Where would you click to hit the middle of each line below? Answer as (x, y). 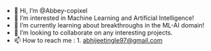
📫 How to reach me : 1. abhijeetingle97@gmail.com (88, 40)
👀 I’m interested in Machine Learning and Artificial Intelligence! (104, 18)
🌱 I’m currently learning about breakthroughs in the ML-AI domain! (109, 25)
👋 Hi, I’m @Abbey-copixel (51, 11)
